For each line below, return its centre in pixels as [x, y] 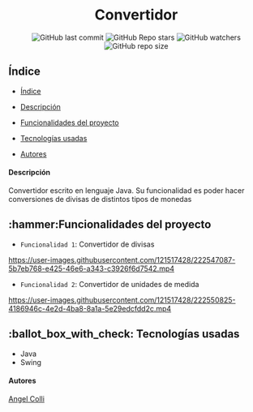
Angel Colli [26, 398]
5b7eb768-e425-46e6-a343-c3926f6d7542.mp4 [92, 268]
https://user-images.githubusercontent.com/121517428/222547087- [122, 260]
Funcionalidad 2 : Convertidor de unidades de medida [109, 284]
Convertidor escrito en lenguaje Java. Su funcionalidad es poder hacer [126, 190]
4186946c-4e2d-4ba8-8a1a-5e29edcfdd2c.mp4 [90, 308]
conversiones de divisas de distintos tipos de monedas [100, 199]
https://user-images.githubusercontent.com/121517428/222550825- [122, 300]
